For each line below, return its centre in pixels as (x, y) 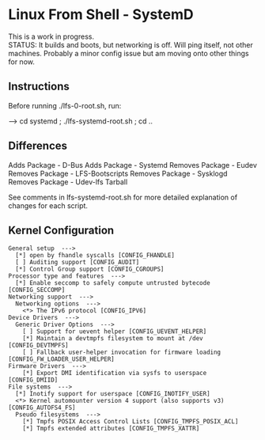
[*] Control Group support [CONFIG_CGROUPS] (90, 269)
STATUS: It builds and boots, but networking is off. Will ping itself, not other (131, 44)
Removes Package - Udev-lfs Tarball (68, 182)
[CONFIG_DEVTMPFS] (38, 346)
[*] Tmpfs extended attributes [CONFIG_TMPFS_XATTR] (111, 429)
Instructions (39, 87)
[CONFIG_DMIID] (33, 380)
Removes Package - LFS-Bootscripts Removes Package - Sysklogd (118, 173)
